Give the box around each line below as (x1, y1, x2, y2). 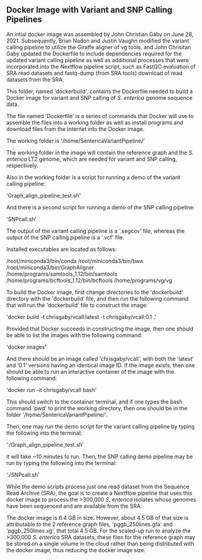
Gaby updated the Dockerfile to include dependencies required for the (6, 50, 182, 57)
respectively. (6, 161, 38, 169)
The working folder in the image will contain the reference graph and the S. (6, 149, 194, 156)
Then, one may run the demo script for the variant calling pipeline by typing (6, 422, 195, 430)
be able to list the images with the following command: (6, 331, 143, 338)
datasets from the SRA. (6, 75, 64, 83)
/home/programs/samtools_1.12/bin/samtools (6, 270, 118, 278)
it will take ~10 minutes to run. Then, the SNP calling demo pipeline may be (6, 453, 193, 460)
